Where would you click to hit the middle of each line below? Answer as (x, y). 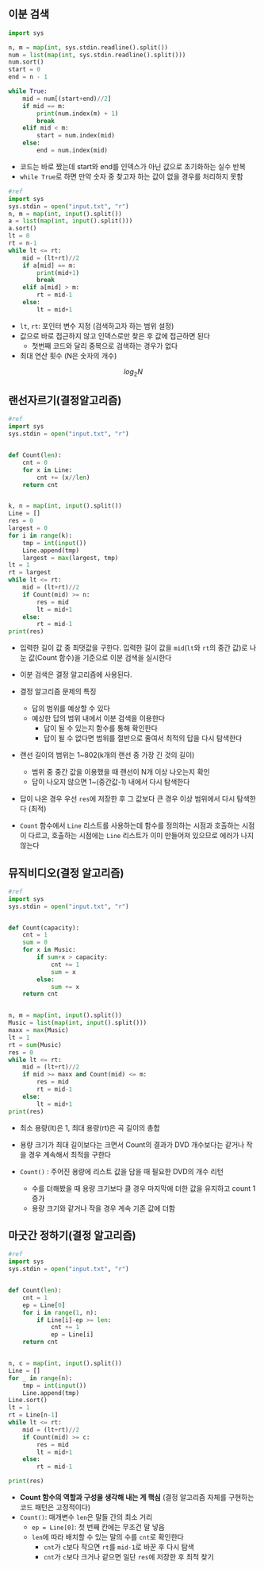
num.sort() (26, 62)
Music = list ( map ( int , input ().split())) (78, 1023)
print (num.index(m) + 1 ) (78, 114)
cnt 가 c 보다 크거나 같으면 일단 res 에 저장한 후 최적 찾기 (128, 1557)
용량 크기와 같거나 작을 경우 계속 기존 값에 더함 (103, 1208)
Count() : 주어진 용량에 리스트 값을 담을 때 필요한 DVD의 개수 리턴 (122, 1171)
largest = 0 (28, 528)
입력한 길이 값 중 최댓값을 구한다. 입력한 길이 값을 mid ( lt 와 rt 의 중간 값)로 (134, 648)
